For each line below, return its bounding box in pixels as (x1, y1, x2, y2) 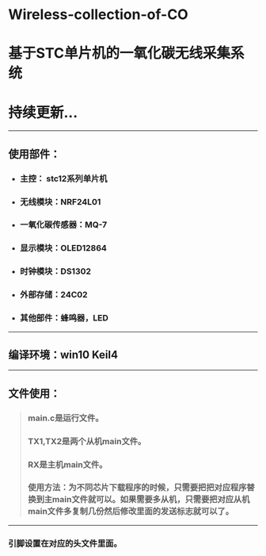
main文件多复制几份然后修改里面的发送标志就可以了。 (27, 506, 234, 517)
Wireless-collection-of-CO (8, 6, 188, 24)
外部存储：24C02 (19, 290, 89, 301)
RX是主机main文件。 (27, 458, 108, 470)
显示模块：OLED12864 (19, 243, 107, 254)
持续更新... (8, 103, 78, 121)
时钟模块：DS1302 (19, 266, 92, 277)
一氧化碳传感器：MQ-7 (19, 220, 108, 231)
